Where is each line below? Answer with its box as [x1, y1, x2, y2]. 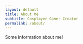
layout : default [5, 7, 39, 12]
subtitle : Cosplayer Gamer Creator [5, 16, 79, 21]
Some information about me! [5, 34, 63, 40]
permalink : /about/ [5, 21, 45, 26]
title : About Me [5, 12, 39, 17]
